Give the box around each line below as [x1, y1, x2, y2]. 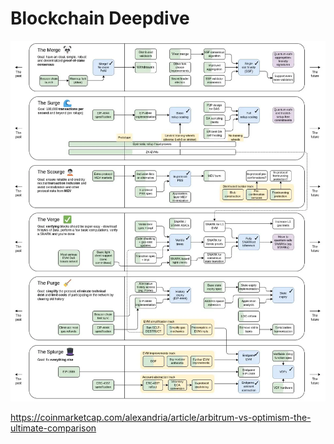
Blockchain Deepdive [10, 7, 190, 30]
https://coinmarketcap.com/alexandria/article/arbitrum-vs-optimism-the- [10, 412, 312, 424]
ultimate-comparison [10, 422, 97, 434]
